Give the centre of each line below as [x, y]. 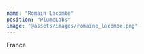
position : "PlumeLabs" [39, 20]
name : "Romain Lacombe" [40, 13]
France [16, 45]
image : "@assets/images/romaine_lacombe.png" [72, 26]
